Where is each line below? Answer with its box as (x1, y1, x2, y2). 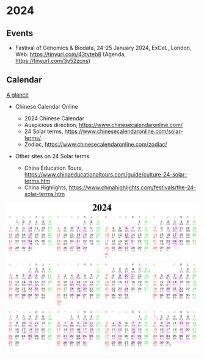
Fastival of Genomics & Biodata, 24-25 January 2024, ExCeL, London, (15, 44, 192, 51)
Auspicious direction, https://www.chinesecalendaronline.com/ (24, 121, 183, 128)
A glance (6, 91, 29, 98)
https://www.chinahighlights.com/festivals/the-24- (68, 184, 197, 191)
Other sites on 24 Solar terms (15, 152, 90, 159)
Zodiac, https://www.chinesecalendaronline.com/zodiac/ (24, 140, 167, 148)
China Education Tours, (24, 164, 84, 172)
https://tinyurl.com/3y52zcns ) (15, 57, 90, 64)
